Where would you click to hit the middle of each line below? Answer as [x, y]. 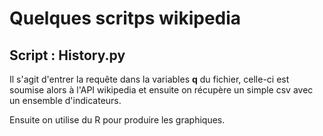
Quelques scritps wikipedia [125, 18]
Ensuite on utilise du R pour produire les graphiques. [117, 120]
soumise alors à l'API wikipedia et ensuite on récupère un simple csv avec [161, 90]
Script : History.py [67, 55]
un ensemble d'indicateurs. [65, 100]
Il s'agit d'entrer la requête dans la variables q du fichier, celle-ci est [149, 79]
